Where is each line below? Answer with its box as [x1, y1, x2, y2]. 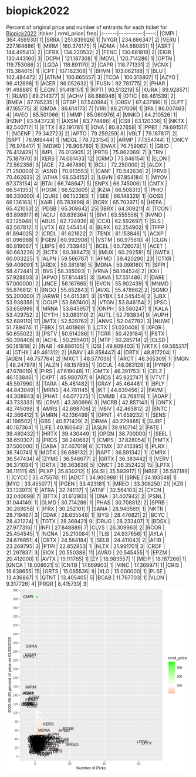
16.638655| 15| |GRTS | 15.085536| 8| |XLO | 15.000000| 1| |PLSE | [6, 567, 166, 575]
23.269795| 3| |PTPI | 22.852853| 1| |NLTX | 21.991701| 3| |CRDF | [6, 543, 165, 550]
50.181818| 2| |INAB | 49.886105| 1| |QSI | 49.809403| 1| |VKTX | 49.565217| [6, 343, 189, 350]
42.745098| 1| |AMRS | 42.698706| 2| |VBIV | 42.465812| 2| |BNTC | [6, 405, 171, 412]
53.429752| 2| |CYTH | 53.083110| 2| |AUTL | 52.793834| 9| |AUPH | [6, 311, 172, 318]
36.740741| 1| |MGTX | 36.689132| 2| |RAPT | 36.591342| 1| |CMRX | [6, 449, 170, 456]
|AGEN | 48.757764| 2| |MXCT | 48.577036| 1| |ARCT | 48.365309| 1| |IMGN [6, 355, 189, 362]
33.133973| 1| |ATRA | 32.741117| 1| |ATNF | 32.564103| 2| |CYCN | [6, 486, 165, 493]
